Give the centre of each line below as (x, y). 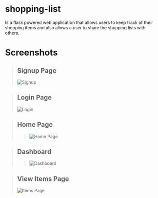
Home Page (35, 125)
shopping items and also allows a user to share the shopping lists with (75, 27)
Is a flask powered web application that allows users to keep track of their (79, 22)
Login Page (34, 98)
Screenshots (31, 53)
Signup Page (37, 70)
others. (12, 33)
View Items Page (43, 179)
